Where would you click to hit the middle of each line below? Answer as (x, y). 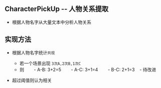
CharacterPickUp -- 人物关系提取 (57, 9)
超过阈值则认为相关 (32, 80)
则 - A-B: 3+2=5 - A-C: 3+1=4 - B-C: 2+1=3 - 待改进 (88, 69)
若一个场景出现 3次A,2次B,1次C (50, 63)
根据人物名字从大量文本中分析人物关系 (51, 22)
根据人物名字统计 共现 (33, 52)
